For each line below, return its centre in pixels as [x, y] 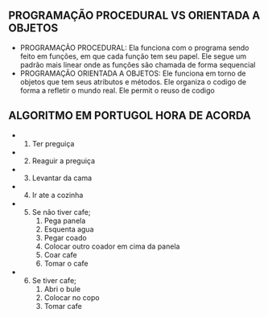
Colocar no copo [72, 297]
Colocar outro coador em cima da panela [112, 246]
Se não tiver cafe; [61, 212]
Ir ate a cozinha [58, 195]
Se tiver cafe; [54, 280]
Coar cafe [61, 254]
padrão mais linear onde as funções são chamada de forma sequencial [138, 64]
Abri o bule [62, 289]
